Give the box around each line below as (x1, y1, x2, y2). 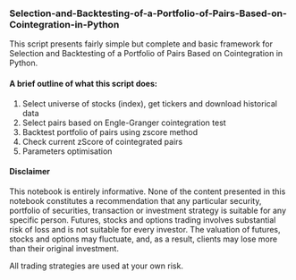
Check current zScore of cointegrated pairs (21, 136, 183, 147)
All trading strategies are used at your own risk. (9, 260, 183, 271)
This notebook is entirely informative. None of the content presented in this (9, 186, 286, 197)
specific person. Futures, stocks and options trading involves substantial (9, 214, 276, 225)
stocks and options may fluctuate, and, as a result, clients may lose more (9, 233, 278, 244)
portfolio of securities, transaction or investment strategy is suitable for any (9, 205, 287, 216)
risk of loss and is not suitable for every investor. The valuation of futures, (9, 224, 281, 234)
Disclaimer (9, 166, 51, 177)
